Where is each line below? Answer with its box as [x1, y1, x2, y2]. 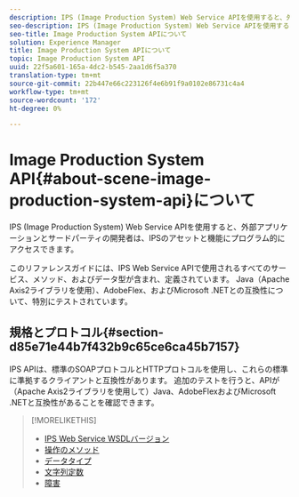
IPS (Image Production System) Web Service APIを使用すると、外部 [9, 221, 257, 232]
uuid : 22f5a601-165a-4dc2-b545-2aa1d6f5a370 [9, 63, 177, 72]
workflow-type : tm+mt [9, 87, 90, 96]
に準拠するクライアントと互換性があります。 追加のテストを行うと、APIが [9, 375, 280, 385]
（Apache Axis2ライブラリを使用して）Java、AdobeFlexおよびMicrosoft [9, 386, 277, 397]
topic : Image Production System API [9, 54, 145, 63]
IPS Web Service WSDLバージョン [44, 433, 170, 444]
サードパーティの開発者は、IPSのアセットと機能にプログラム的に [47, 233, 286, 244]
